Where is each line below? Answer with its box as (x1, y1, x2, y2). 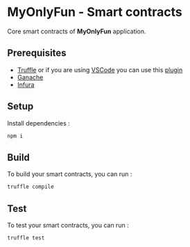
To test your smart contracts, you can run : (7, 221, 130, 229)
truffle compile (7, 183, 54, 191)
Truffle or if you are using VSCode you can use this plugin (17, 65, 183, 74)
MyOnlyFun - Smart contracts (7, 4, 182, 20)
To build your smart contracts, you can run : (7, 170, 132, 178)
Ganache (17, 73, 44, 81)
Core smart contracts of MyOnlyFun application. (7, 27, 147, 35)
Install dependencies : (7, 119, 71, 127)
